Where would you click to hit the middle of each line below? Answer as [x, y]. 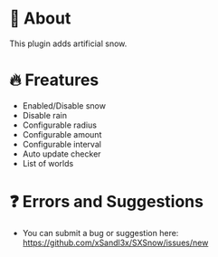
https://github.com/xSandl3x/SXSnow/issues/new [115, 243]
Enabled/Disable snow [64, 105]
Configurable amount [62, 134]
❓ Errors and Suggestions [106, 202]
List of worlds [48, 163]
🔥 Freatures [54, 80]
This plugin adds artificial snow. [68, 43]
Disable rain [45, 115]
